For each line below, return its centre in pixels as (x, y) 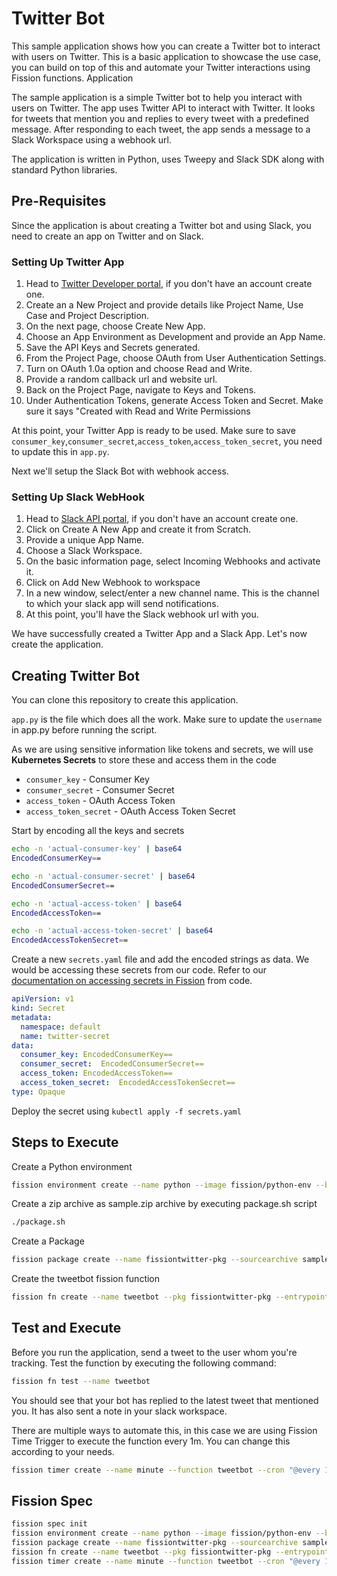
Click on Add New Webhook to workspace (113, 583)
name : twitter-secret (65, 1036)
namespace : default (61, 1027)
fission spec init (49, 1524)
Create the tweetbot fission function (86, 1279)
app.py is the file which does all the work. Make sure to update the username (167, 719)
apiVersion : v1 (43, 999)
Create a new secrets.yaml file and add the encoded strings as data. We (160, 959)
